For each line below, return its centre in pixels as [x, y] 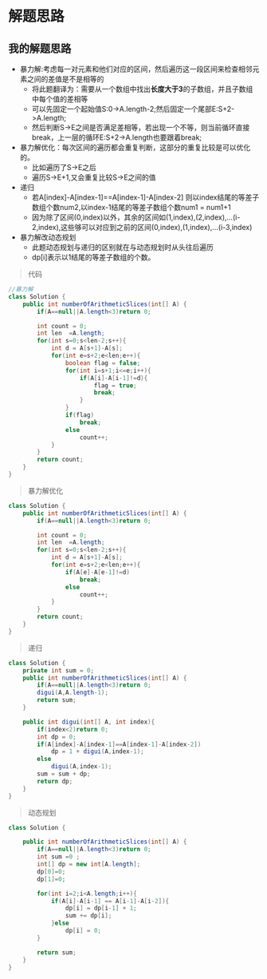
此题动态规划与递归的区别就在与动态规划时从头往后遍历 [122, 247]
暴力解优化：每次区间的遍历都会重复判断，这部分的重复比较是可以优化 [135, 147]
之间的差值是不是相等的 [65, 79]
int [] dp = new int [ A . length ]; [89, 864]
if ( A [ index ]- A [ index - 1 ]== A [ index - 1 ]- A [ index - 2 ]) [119, 744]
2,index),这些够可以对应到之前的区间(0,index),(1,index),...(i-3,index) [142, 227]
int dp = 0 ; [57, 737]
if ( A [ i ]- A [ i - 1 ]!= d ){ [114, 378]
